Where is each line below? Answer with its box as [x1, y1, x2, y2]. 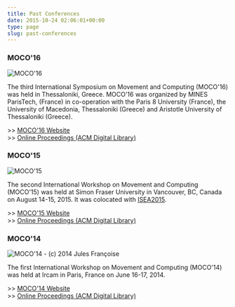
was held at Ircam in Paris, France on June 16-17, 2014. [7, 271, 166, 279]
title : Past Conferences [7, 10, 80, 18]
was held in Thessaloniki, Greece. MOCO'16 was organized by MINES [7, 90, 208, 98]
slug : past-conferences [7, 29, 77, 37]
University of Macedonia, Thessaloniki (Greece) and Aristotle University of [7, 104, 222, 113]
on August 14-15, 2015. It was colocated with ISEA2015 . [7, 195, 167, 203]
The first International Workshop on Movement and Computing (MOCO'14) [7, 264, 222, 272]
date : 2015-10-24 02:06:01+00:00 [7, 17, 105, 24]
